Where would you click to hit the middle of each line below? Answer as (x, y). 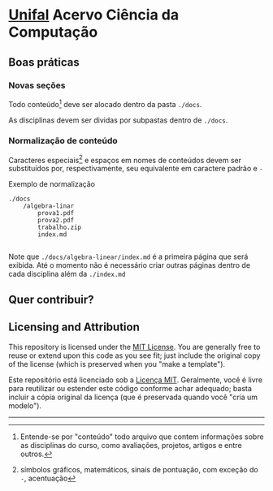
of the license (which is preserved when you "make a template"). (117, 364)
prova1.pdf (56, 213)
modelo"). (25, 405)
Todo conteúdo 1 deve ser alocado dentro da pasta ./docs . (105, 103)
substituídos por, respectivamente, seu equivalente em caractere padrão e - (136, 169)
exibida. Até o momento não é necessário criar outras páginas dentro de (129, 265)
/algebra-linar (49, 206)
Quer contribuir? (52, 299)
